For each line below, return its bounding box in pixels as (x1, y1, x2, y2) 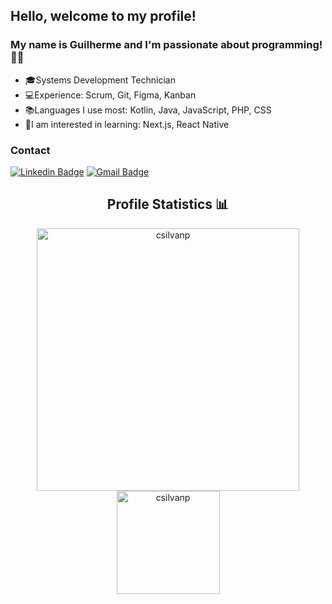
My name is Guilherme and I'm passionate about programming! (10, 38, 323, 52)
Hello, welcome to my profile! (10, 8, 197, 25)
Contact (10, 143, 51, 157)
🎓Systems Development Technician (24, 74, 176, 86)
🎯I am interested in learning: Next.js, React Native (24, 118, 230, 130)
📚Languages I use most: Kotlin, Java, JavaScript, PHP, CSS (24, 104, 272, 116)
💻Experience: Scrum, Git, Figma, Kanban (24, 89, 197, 101)
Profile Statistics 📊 (106, 196, 230, 213)
